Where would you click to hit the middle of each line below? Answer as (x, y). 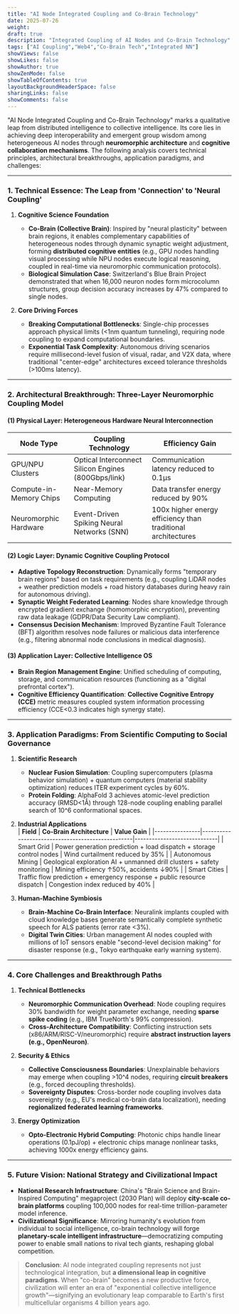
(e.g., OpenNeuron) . (59, 1042)
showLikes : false (33, 60)
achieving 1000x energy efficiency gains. (89, 1150)
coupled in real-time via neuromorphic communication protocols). (124, 267)
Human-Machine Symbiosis (60, 898)
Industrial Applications (52, 824)
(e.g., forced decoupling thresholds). (82, 1084)
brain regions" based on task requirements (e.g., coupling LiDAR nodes (122, 579)
